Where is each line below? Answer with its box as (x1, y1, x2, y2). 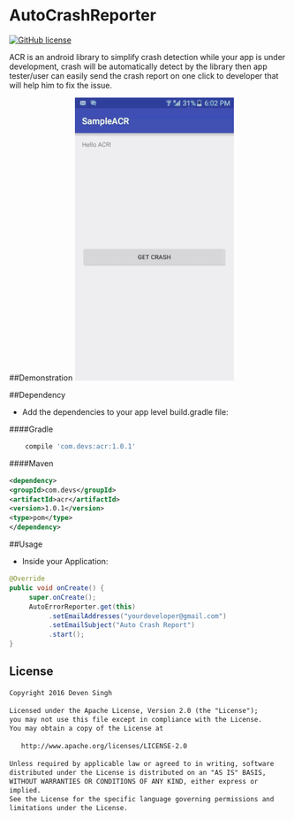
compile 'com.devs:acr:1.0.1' (25, 441, 137, 451)
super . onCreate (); (28, 593, 97, 602)
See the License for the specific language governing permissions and (9, 794, 275, 803)
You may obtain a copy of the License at (9, 724, 164, 732)
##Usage (9, 539, 43, 549)
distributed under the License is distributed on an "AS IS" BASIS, (9, 768, 267, 777)
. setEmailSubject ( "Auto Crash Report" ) (48, 621, 196, 630)
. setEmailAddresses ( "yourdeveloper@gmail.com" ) (48, 611, 227, 620)
